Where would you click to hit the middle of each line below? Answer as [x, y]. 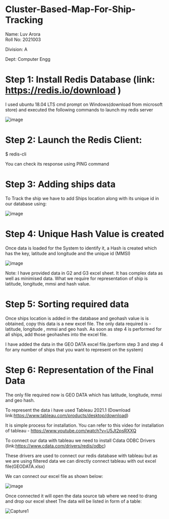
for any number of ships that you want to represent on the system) [74, 349]
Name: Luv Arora [23, 34]
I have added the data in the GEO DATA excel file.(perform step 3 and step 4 [84, 344]
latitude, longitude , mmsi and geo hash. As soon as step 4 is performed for [84, 329]
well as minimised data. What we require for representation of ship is [76, 278]
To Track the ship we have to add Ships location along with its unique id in [82, 198]
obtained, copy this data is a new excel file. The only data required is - [78, 324]
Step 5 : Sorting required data [67, 304]
